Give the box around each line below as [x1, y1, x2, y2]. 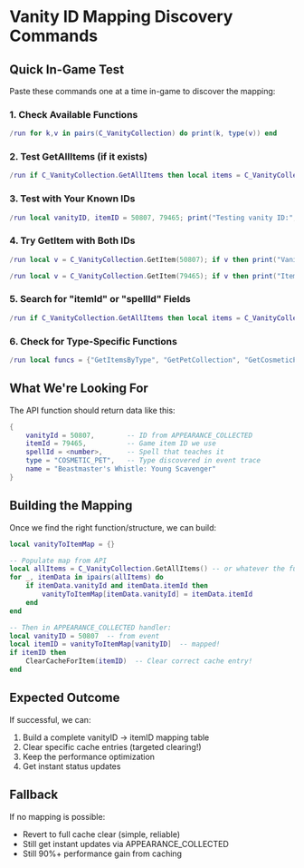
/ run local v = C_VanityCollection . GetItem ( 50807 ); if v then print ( [9, 255, 278, 264]
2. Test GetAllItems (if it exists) [9, 151, 148, 163]
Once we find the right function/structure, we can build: [9, 522, 217, 532]
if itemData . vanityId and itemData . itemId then [25, 581, 208, 590]
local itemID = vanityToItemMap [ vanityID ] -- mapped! [9, 639, 221, 649]
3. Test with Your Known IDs [9, 192, 136, 205]
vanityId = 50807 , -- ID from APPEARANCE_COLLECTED [25, 431, 253, 440]
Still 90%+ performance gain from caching [22, 848, 183, 859]
